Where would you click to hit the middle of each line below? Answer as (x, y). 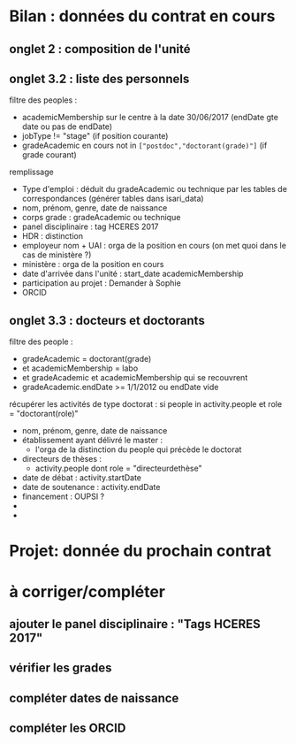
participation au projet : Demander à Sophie (101, 283)
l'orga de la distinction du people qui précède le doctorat (138, 449)
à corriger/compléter (87, 591)
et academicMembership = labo (80, 368)
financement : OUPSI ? (63, 496)
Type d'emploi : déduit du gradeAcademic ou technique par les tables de (154, 189)
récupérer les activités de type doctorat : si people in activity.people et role (146, 404)
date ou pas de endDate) (67, 127)
